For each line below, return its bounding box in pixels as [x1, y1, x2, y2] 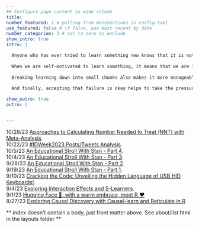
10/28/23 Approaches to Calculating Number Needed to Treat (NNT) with [6, 128, 185, 135]
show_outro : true [6, 96, 49, 102]
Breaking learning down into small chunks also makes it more [11, 75, 168, 81]
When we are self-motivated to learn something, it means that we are [11, 63, 190, 69]
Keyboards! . [6, 178, 36, 185]
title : [6, 14, 23, 20]
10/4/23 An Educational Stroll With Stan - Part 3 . [6, 153, 124, 160]
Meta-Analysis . [6, 134, 43, 142]
